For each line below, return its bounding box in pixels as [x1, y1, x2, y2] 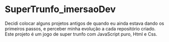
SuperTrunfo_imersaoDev [5, 4, 116, 15]
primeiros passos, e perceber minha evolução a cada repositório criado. [5, 25, 156, 31]
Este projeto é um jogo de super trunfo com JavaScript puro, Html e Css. [5, 31, 157, 37]
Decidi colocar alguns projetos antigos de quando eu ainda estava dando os [5, 20, 164, 26]
